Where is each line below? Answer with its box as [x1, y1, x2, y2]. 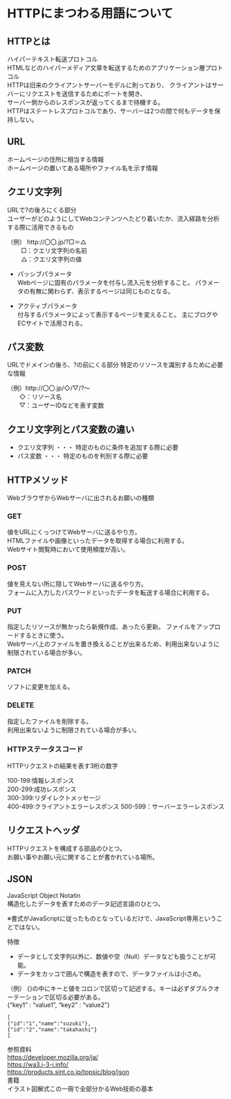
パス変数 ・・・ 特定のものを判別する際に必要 [17, 452, 149, 460]
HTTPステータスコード [7, 744, 84, 754]
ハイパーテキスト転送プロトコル [7, 55, 98, 63]
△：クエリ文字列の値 [20, 255, 82, 263]
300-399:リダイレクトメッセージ [7, 793, 102, 802]
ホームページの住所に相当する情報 [7, 155, 104, 163]
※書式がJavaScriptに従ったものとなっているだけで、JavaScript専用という [7, 914, 216, 923]
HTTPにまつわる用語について [7, 6, 174, 21]
